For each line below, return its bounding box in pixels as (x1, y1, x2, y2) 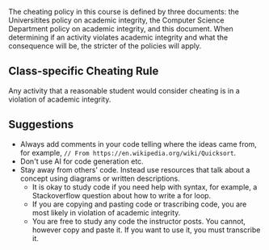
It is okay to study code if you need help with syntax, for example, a (32, 181, 258, 192)
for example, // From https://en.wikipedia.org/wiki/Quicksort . (19, 148, 237, 157)
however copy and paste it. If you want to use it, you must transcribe (32, 225, 261, 235)
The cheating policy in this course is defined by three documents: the (8, 7, 240, 16)
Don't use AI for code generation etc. (19, 156, 144, 166)
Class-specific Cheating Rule (8, 65, 159, 78)
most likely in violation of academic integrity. (32, 207, 181, 217)
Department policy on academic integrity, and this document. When (8, 24, 234, 33)
